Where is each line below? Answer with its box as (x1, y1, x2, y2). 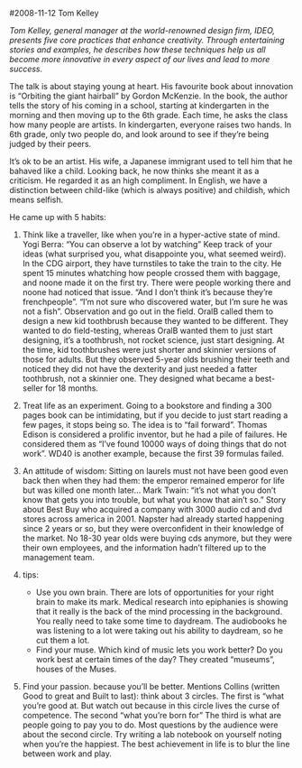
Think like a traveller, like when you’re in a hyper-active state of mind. (22, 229, 280, 240)
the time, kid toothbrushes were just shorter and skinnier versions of (22, 345, 277, 355)
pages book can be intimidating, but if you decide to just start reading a (22, 410, 288, 421)
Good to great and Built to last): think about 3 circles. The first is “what (22, 690, 285, 701)
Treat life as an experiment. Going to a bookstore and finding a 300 (22, 401, 272, 411)
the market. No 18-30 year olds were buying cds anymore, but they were (22, 532, 293, 543)
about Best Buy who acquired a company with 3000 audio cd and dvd (22, 504, 282, 514)
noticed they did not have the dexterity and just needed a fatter (22, 364, 258, 374)
